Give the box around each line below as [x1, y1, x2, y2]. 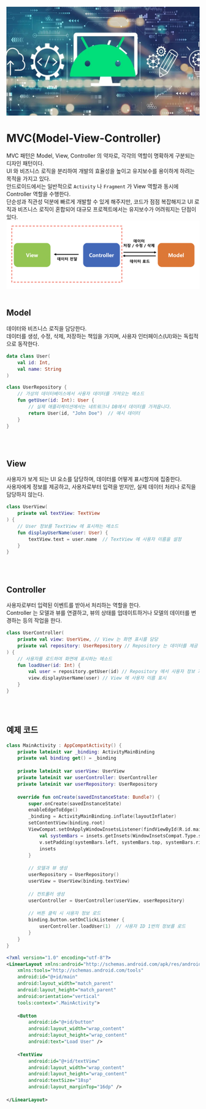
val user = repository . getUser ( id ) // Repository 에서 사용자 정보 [28, 669, 195, 675]
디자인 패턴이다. [6, 160, 45, 167]
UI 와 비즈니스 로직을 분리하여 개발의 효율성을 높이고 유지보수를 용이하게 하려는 [6, 167, 195, 175]
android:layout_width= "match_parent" [17, 980, 114, 987]
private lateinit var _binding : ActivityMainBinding [17, 749, 155, 755]
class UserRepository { [6, 384, 67, 391]
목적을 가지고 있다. [6, 175, 51, 183]
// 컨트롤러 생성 [28, 891, 65, 897]
